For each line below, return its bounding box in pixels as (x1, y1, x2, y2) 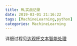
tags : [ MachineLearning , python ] (5, 16, 72, 21)
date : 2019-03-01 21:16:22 (5, 12, 61, 17)
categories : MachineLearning (5, 21, 66, 26)
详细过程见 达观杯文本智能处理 (5, 35, 66, 41)
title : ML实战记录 (5, 7, 41, 12)
